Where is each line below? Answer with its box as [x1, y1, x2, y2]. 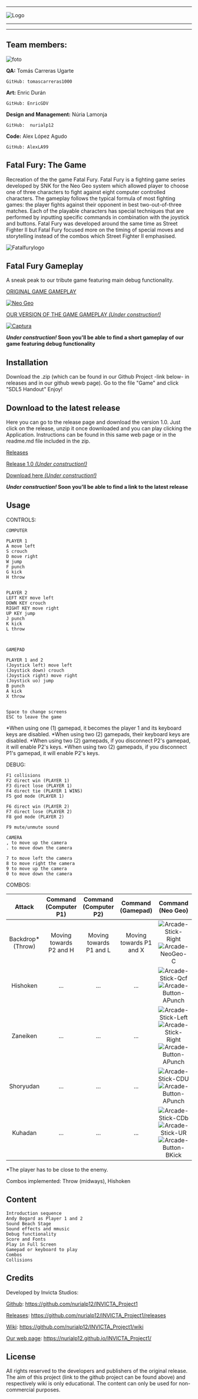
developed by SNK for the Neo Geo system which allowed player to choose [6, 182, 189, 189]
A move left [6, 543, 35, 549]
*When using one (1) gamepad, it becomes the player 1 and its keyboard [6, 724, 181, 731]
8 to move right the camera [6, 860, 75, 866]
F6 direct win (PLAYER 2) [6, 803, 70, 810]
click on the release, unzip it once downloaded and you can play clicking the [6, 425, 192, 432]
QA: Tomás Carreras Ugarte [6, 67, 74, 74]
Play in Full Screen [6, 1241, 57, 1248]
